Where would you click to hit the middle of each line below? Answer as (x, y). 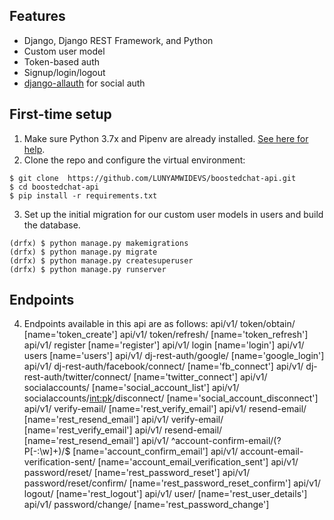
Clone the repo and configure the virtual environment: (134, 160)
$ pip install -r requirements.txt (83, 195)
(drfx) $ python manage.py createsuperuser (101, 260)
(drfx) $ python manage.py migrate (83, 252)
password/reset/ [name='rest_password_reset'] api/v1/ (137, 473)
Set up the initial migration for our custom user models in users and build (173, 214)
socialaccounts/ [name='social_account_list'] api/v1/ (131, 388)
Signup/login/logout (64, 72)
